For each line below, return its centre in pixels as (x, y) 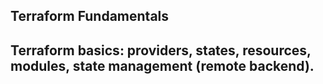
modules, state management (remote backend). (162, 65)
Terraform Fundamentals (90, 16)
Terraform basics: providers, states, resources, (161, 50)
